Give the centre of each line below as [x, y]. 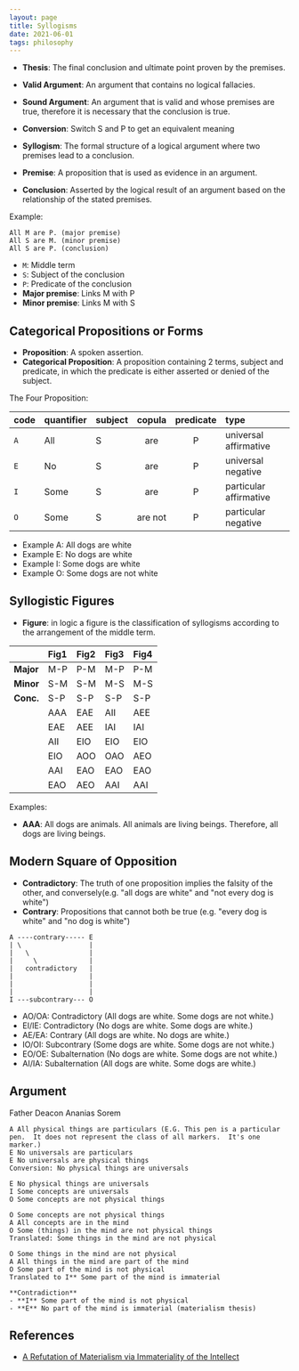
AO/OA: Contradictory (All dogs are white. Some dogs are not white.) [148, 1016]
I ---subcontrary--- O [51, 999]
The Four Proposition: [49, 398]
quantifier [65, 420]
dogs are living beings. [64, 833]
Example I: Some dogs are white [81, 564]
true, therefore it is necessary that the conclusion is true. [126, 111]
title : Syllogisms [43, 26]
